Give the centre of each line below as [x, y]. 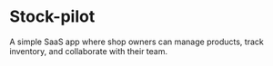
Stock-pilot [52, 17]
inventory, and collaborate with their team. [89, 51]
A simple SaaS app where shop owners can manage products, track [136, 42]
